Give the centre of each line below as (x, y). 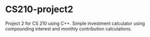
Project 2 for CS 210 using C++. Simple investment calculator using (75, 23)
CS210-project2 (39, 9)
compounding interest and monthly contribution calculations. (69, 28)
